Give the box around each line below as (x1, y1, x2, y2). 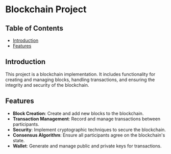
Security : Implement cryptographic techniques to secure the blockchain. (12, 126, 166, 133)
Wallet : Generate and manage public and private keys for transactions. (12, 143, 162, 149)
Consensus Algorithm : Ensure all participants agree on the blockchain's (12, 132, 165, 138)
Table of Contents (5, 24, 64, 33)
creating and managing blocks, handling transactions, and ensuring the (5, 76, 155, 83)
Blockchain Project (5, 4, 87, 15)
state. (12, 137, 25, 143)
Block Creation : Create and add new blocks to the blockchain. (12, 110, 144, 116)
